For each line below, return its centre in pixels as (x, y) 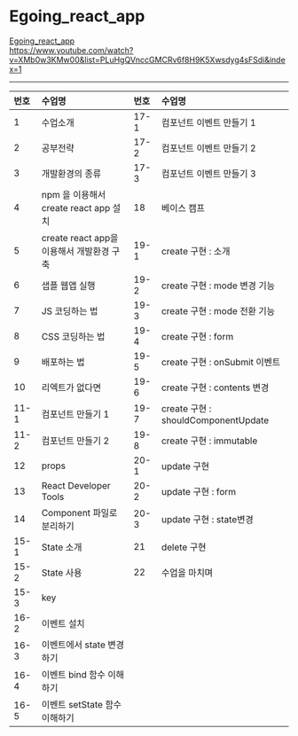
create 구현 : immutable (209, 441)
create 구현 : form (197, 336)
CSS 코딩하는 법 (73, 336)
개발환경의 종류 (71, 173)
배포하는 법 (63, 362)
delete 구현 (184, 547)
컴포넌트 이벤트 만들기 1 (208, 122)
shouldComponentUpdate (215, 420)
